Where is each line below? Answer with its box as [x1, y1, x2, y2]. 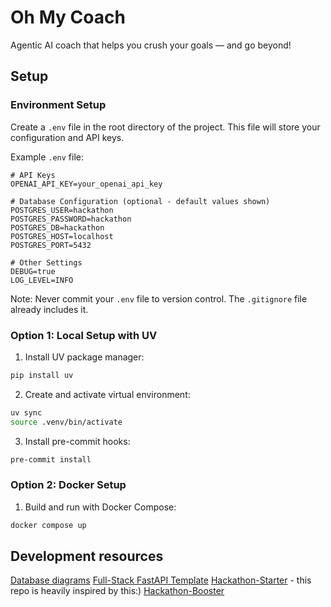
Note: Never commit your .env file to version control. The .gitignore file [10, 292, 308, 305]
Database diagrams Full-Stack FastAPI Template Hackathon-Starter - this [10, 574, 312, 586]
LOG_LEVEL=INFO [10, 275, 74, 285]
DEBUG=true [10, 266, 56, 276]
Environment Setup [10, 98, 107, 112]
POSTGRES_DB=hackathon [10, 222, 105, 233]
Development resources [10, 547, 164, 565]
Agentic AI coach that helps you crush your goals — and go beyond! [10, 39, 292, 51]
